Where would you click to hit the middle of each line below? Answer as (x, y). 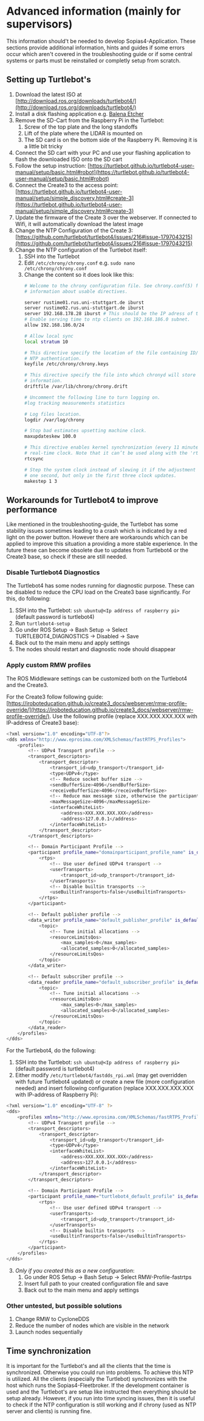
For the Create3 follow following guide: (55, 697)
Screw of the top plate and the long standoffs (81, 127)
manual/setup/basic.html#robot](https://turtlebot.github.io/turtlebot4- (102, 172)
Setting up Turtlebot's (49, 80)
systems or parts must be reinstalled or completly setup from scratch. (93, 60)
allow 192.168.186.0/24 (54, 325)
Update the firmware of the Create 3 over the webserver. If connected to (106, 217)
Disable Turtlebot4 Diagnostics (53, 572)
